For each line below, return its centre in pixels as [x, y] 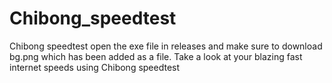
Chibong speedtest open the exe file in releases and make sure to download [166, 46]
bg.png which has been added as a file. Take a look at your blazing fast [156, 56]
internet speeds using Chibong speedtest [95, 67]
